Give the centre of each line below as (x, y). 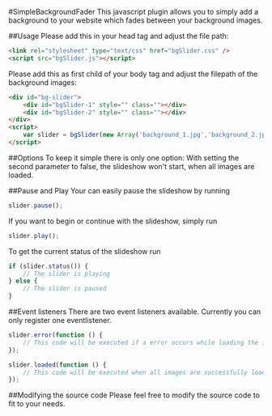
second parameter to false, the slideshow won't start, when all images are (132, 166)
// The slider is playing (67, 274)
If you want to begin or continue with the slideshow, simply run (113, 221)
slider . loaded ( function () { (57, 365)
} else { (23, 281)
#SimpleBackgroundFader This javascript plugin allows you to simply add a (134, 12)
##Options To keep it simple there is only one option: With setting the (124, 158)
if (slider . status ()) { (49, 266)
